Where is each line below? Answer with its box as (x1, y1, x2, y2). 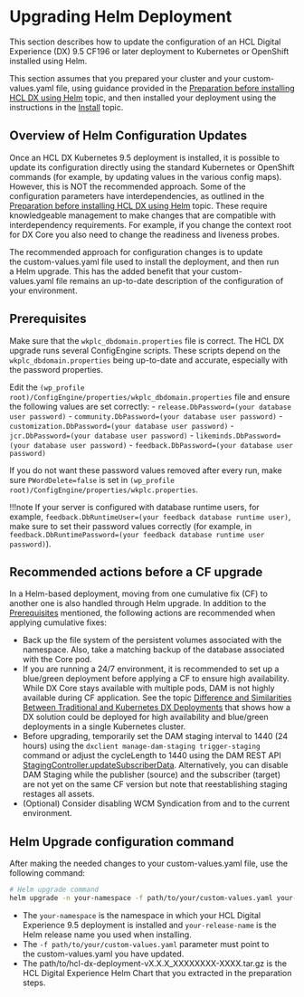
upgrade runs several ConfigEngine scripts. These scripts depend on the (9, 345, 280, 356)
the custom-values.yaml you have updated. (22, 948, 185, 959)
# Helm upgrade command (9, 885, 100, 895)
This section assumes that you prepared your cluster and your (9, 72, 242, 83)
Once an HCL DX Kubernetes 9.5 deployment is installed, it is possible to (9, 152, 280, 163)
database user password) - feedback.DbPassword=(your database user (33, 439, 294, 450)
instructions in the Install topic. (9, 101, 124, 112)
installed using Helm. (9, 55, 88, 66)
